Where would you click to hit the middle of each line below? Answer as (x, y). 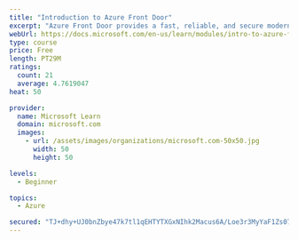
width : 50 (51, 149)
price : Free (31, 51)
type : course (33, 42)
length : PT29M (35, 59)
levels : (24, 173)
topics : (24, 198)
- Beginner (37, 182)
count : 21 (35, 76)
